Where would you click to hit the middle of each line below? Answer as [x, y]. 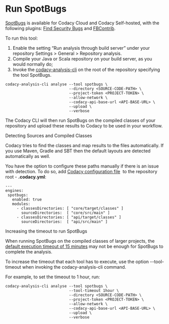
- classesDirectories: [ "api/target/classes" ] [69, 217]
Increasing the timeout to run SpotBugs [46, 231]
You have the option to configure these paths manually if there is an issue [82, 166]
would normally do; [33, 64]
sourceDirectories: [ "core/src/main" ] [65, 213]
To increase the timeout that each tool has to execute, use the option [77, 262]
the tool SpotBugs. [32, 75]
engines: [14, 190]
